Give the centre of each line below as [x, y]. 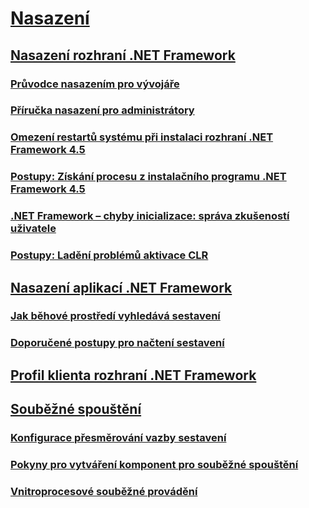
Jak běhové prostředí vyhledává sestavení [115, 316]
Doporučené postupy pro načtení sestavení [117, 343]
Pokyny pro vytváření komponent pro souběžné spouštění [154, 464]
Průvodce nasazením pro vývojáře [95, 84]
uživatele [33, 229]
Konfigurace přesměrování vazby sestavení [118, 438]
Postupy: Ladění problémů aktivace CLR [109, 255]
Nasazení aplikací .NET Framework [121, 287]
